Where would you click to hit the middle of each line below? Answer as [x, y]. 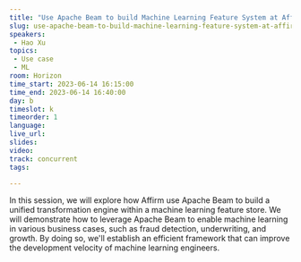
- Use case [33, 59]
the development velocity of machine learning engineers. [115, 248]
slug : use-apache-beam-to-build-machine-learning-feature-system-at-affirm [154, 26]
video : [21, 150]
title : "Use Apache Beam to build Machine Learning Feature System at [144, 17]
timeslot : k [31, 109]
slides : [24, 142]
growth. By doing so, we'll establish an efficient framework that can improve [150, 239]
